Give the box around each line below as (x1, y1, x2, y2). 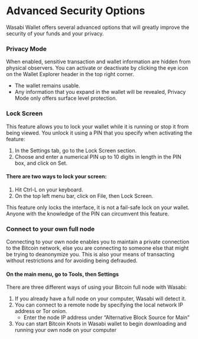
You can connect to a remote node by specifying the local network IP (14, 301, 183, 308)
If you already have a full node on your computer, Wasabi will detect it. (14, 295, 186, 302)
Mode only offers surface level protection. (14, 94, 117, 102)
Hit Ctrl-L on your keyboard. (14, 186, 83, 193)
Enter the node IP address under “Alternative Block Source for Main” (23, 314, 190, 321)
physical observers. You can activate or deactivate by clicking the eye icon (6, 64, 189, 71)
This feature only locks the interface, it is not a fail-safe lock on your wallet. (6, 204, 190, 211)
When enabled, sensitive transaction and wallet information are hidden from (6, 58, 191, 66)
